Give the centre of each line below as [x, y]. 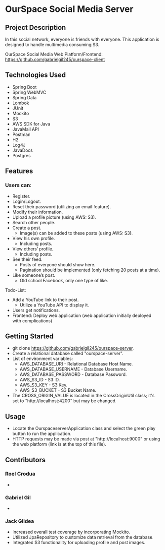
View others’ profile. [33, 248]
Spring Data [24, 97]
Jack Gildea [20, 521]
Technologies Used [35, 75]
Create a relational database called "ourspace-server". [68, 354]
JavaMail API [25, 129]
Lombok [21, 103]
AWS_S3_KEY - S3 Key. [43, 385]
